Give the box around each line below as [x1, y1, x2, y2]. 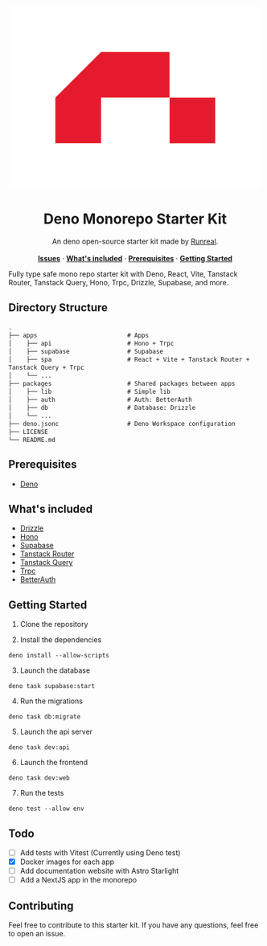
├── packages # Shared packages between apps [8, 379, 236, 387]
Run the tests [19, 788, 64, 798]
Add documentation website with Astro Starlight [19, 866, 179, 876]
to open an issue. [8, 929, 66, 939]
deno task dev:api [8, 743, 70, 751]
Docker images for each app [19, 857, 115, 866]
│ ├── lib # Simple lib [8, 387, 171, 395]
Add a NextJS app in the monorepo [19, 875, 138, 885]
